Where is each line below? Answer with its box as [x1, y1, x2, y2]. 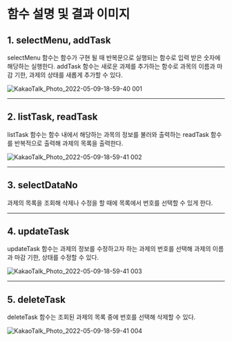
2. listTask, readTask [7, 111, 98, 123]
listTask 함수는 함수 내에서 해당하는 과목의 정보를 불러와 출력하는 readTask [7, 130, 209, 138]
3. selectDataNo [7, 179, 78, 191]
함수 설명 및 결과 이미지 [7, 6, 130, 22]
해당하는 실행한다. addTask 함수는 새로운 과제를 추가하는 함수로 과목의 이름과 [7, 62, 215, 70]
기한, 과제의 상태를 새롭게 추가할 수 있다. [14, 71, 123, 79]
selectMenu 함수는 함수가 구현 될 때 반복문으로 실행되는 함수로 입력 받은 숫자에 [7, 53, 221, 62]
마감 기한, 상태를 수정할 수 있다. [14, 253, 99, 261]
